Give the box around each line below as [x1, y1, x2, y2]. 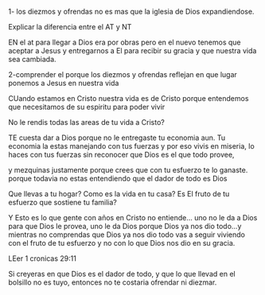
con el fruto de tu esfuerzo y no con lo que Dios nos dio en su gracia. [8, 239, 236, 247]
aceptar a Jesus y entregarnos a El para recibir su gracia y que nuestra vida [8, 46, 257, 55]
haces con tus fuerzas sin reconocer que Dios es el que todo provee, [8, 150, 235, 159]
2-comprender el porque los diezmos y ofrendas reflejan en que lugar [8, 70, 237, 79]
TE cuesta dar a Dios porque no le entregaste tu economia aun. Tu [8, 133, 226, 142]
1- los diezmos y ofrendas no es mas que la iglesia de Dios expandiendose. [8, 7, 255, 16]
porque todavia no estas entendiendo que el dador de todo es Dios [8, 174, 228, 183]
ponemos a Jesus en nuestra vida [8, 79, 119, 87]
